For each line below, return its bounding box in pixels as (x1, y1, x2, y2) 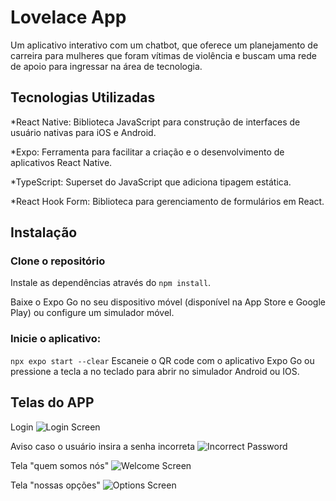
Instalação (10, 224, 78, 241)
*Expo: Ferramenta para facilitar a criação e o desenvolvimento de (10, 146, 285, 158)
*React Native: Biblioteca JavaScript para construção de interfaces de (10, 116, 301, 128)
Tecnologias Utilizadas (10, 89, 156, 106)
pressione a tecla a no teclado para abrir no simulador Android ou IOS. (10, 365, 300, 377)
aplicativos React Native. (10, 156, 113, 168)
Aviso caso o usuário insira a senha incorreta (10, 440, 196, 452)
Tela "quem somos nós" (10, 459, 110, 471)
